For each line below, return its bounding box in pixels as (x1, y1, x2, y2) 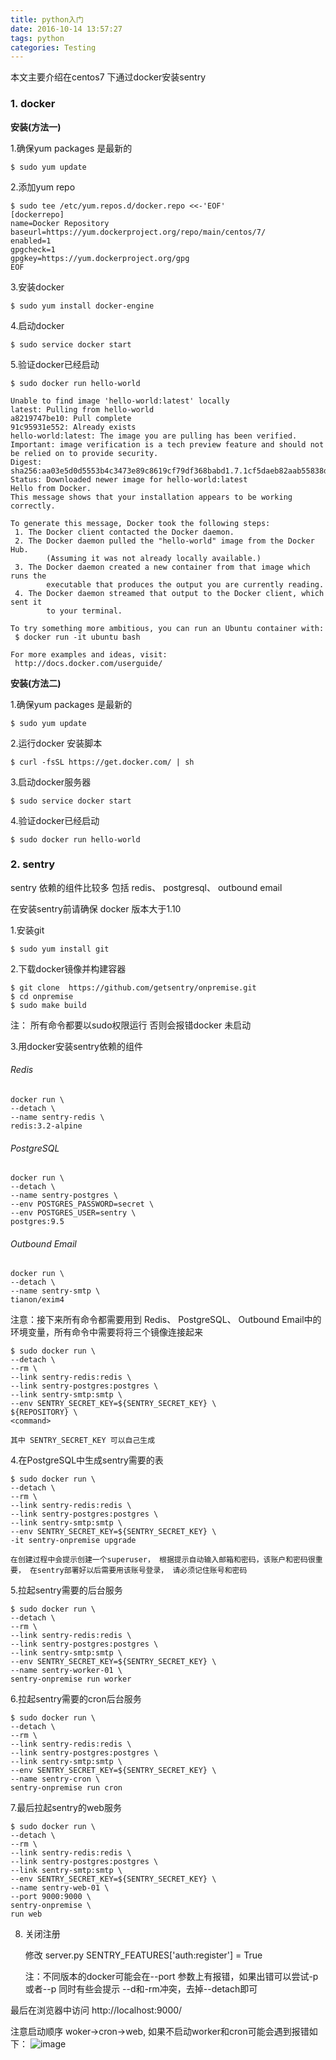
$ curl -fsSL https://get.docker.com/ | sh (10, 757, 195, 767)
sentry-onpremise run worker (10, 1674, 132, 1685)
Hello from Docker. (10, 483, 92, 493)
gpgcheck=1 (10, 244, 56, 255)
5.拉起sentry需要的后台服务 (10, 1584, 123, 1596)
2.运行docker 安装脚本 (10, 737, 103, 749)
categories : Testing (10, 42, 97, 53)
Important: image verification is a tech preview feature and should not (10, 439, 325, 450)
